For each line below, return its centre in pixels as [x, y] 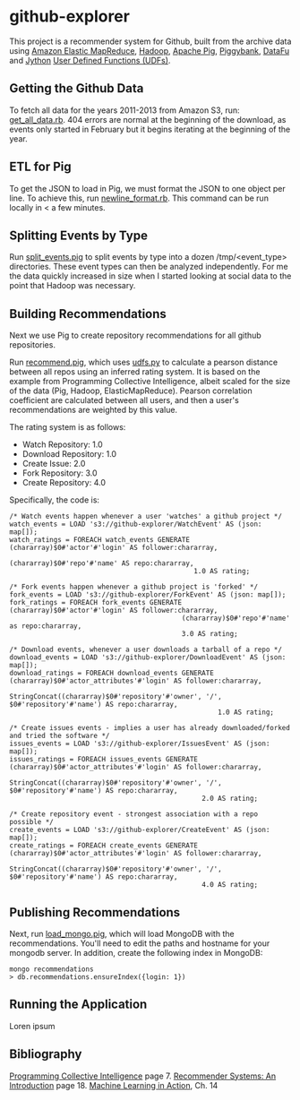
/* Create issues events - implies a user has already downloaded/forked [150, 728]
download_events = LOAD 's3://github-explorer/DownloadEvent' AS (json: [148, 657]
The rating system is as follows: [68, 427]
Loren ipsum [32, 1026]
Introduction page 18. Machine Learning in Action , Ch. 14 [114, 1085]
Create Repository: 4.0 [64, 483]
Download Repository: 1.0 [69, 454]
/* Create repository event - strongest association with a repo [133, 814]
